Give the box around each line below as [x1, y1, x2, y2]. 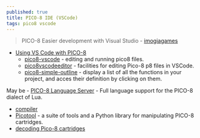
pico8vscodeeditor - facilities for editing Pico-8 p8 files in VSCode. [24, 62, 194, 69]
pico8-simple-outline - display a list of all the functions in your [24, 69, 182, 76]
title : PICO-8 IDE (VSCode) [6, 15, 79, 21]
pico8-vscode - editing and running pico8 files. [24, 56, 144, 63]
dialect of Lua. [6, 93, 43, 101]
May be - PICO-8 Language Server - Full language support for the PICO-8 [6, 87, 193, 94]
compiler [15, 105, 38, 113]
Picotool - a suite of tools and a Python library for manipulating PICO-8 [15, 112, 194, 120]
